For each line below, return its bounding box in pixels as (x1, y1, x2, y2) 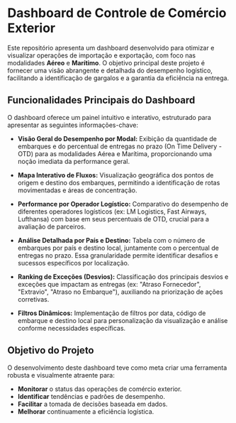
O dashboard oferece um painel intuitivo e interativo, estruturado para (7, 113, 211, 121)
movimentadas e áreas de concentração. (17, 186, 137, 194)
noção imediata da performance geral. (17, 157, 130, 165)
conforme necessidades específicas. (17, 324, 126, 332)
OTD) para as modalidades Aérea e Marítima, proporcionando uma (17, 149, 213, 158)
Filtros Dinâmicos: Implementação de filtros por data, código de (17, 309, 206, 317)
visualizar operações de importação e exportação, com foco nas (7, 51, 196, 60)
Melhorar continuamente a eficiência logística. (17, 407, 154, 416)
